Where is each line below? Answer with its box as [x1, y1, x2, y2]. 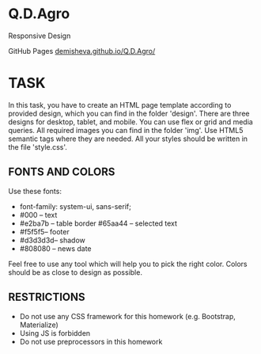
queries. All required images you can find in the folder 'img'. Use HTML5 [8, 125, 244, 135]
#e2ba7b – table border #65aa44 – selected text [19, 219, 178, 228]
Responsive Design [8, 31, 71, 40]
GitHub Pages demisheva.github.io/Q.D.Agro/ [8, 46, 156, 55]
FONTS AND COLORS [8, 166, 115, 179]
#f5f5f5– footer [19, 226, 70, 236]
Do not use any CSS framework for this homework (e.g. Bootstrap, [19, 311, 236, 321]
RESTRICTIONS [8, 291, 85, 304]
